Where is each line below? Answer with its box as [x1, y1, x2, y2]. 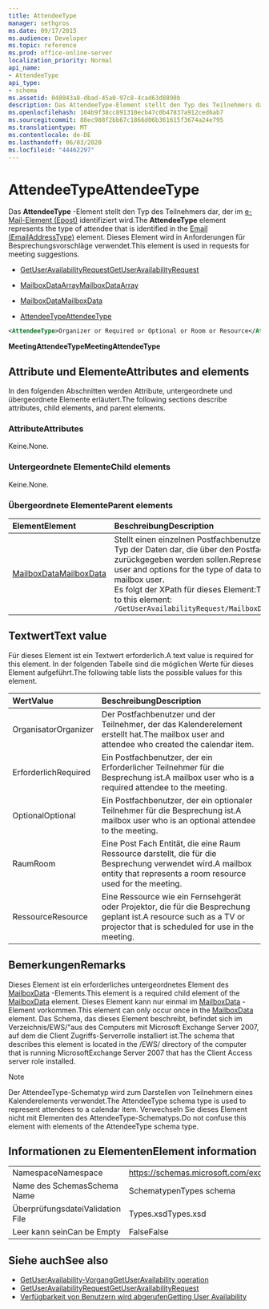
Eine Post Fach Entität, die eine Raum [101, 838, 242, 849]
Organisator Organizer [12, 723, 94, 734]
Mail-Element [8, 216, 52, 225]
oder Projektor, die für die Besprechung [101, 901, 251, 912]
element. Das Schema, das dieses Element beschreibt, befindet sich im [8, 1013, 243, 1023]
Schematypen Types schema [128, 1186, 236, 1197]
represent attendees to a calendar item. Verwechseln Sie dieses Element [8, 1104, 248, 1114]
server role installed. [8, 1056, 76, 1066]
